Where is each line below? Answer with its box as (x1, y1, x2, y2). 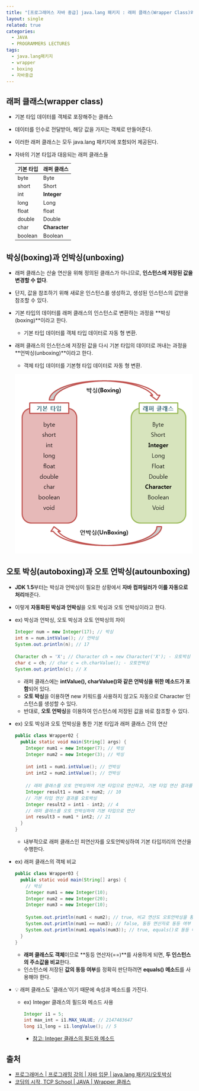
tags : (6, 47, 20, 53)
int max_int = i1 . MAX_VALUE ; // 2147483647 (23, 1017, 133, 1023)
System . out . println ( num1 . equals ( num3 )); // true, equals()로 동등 (25, 927, 190, 933)
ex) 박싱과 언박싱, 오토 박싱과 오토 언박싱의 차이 (14, 616, 126, 623)
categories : (6, 28, 36, 34)
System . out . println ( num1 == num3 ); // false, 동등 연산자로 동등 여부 (25, 921, 191, 927)
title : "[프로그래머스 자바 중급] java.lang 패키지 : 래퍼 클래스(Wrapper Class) (6, 9, 191, 15)
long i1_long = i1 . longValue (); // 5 (23, 1023, 117, 1029)
